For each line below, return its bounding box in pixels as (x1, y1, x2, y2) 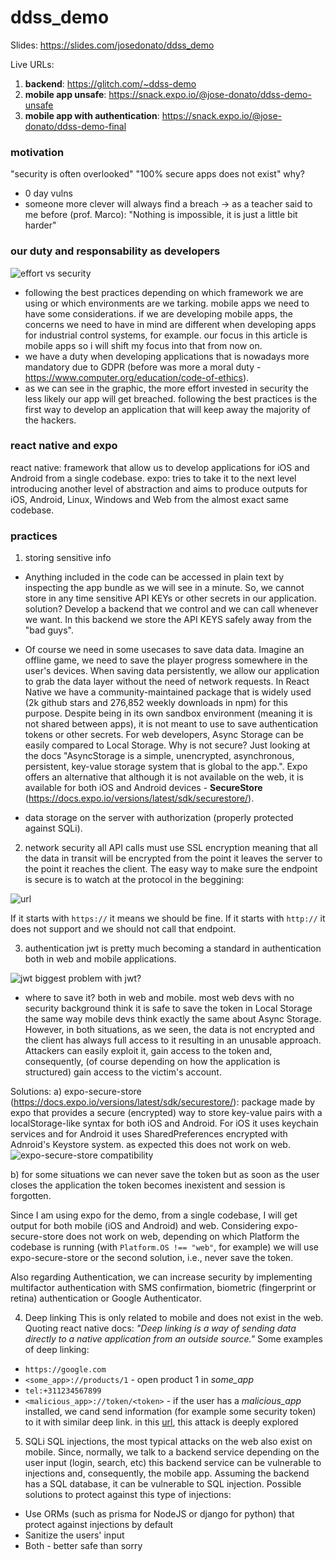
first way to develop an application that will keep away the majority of (24, 403, 311, 415)
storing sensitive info (24, 552, 112, 564)
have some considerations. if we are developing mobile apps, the (24, 307, 293, 320)
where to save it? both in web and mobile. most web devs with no (24, 992, 295, 1004)
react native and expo (10, 439, 118, 453)
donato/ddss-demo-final (24, 120, 127, 132)
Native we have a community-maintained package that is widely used (24, 686, 312, 698)
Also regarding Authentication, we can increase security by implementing (10, 1271, 313, 1283)
